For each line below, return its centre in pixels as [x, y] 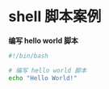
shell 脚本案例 [55, 17]
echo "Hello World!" [43, 78]
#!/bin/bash [28, 56]
